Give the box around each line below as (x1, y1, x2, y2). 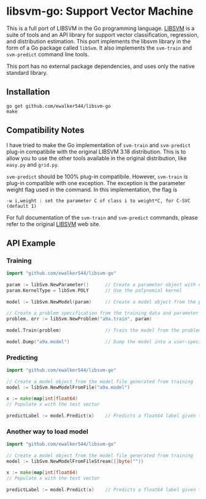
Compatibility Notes (6, 125, 85, 135)
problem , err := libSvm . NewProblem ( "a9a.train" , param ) (6, 316, 152, 322)
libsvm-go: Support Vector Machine (6, 4, 194, 18)
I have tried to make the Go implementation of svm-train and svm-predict (6, 141, 191, 148)
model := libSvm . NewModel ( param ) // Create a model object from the (6, 299, 196, 305)
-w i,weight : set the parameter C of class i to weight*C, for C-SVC (6, 197, 191, 204)
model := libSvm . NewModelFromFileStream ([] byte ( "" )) (6, 458, 144, 464)
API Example (6, 238, 56, 248)
